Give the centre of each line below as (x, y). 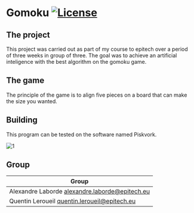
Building (22, 120)
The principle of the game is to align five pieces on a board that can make (97, 95)
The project (28, 35)
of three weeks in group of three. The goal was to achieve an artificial (92, 55)
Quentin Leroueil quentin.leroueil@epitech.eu (73, 201)
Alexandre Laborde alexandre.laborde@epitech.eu (80, 192)
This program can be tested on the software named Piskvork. (81, 134)
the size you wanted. (32, 101)
